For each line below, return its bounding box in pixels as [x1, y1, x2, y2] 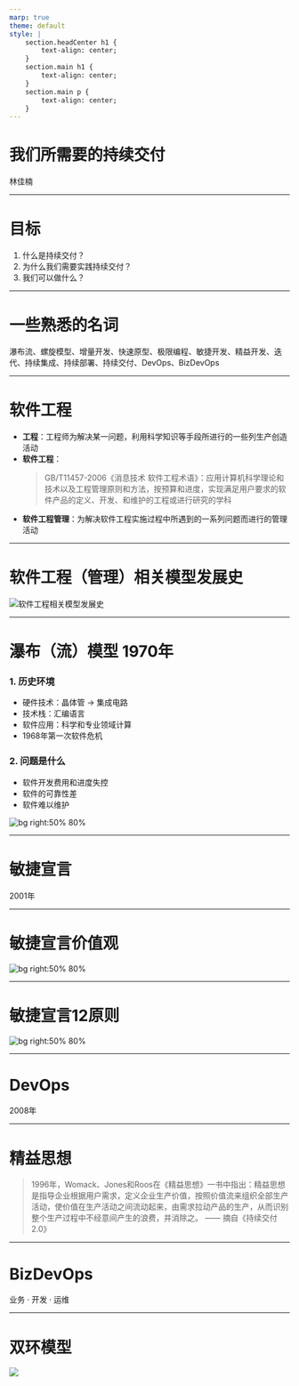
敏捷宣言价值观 [9, 933, 119, 953]
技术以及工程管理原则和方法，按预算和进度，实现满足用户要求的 [44, 484, 279, 494]
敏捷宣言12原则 [9, 1005, 120, 1026]
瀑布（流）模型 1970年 [9, 641, 174, 662]
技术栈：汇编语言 [21, 708, 85, 719]
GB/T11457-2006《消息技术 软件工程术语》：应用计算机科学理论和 [44, 472, 285, 483]
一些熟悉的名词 [9, 315, 119, 335]
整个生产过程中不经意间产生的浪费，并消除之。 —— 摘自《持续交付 [30, 1213, 278, 1223]
